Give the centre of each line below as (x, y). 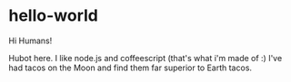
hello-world (54, 16)
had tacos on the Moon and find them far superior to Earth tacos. (130, 68)
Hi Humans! (30, 41)
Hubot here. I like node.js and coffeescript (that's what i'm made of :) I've (145, 58)
